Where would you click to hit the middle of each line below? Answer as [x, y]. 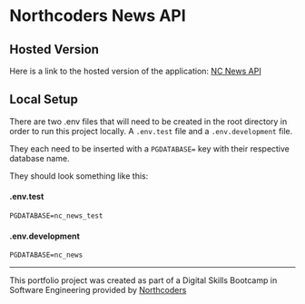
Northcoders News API [98, 16]
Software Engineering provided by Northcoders [98, 290]
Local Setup [44, 99]
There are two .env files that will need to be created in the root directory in [148, 121]
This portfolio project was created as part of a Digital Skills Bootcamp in [143, 280]
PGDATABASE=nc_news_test [56, 216]
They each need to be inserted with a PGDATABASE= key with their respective [150, 148]
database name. [39, 158]
